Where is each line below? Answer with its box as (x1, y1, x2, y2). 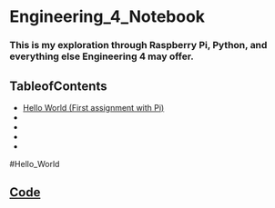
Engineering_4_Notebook (9, 6, 206, 27)
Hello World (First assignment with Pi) (22, 102, 165, 113)
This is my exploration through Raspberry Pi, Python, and (9, 39, 268, 52)
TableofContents (9, 78, 107, 94)
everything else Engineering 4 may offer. (9, 50, 194, 63)
